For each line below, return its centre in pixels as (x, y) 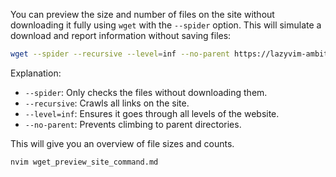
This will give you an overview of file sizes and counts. (122, 143)
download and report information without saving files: (121, 35)
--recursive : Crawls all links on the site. (107, 103)
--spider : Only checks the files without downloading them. (146, 92)
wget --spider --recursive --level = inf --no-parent (120, 54)
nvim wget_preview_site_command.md (84, 162)
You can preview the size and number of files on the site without (142, 14)
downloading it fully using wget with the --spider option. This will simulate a (166, 25)
